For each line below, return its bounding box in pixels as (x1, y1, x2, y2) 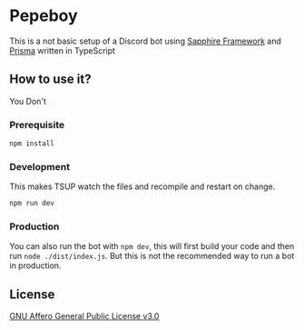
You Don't (9, 95, 47, 106)
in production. (9, 260, 62, 271)
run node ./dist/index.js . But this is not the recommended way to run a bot (9, 251, 295, 262)
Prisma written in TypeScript (9, 45, 116, 55)
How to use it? (9, 72, 92, 87)
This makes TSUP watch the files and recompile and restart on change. (9, 181, 276, 192)
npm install (9, 139, 54, 148)
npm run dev (9, 199, 54, 208)
